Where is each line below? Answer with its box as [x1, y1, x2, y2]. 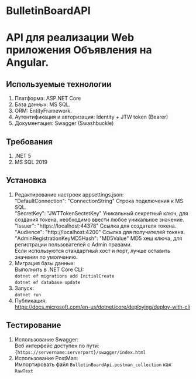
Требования [6, 137, 53, 147]
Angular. [6, 56, 49, 69]
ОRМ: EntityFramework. [14, 107, 72, 114]
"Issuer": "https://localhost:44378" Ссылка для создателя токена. [14, 222, 177, 229]
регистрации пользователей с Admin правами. [14, 241, 132, 248]
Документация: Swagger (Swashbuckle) [14, 120, 114, 127]
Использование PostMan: [14, 354, 78, 361]
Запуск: [14, 285, 34, 292]
